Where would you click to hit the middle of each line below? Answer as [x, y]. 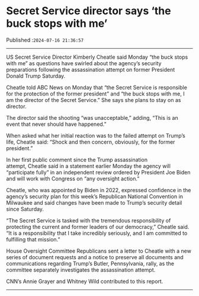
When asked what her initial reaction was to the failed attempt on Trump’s [96, 135]
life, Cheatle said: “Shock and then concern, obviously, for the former [91, 142]
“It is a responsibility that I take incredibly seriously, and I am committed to [97, 233]
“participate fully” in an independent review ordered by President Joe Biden [98, 172]
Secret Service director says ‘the [89, 11]
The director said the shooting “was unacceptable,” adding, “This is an [92, 117]
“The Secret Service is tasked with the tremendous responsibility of [89, 220]
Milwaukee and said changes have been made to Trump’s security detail [94, 202]
